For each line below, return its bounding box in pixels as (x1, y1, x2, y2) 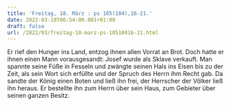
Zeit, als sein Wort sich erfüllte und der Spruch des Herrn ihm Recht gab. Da (7, 70, 223, 78)
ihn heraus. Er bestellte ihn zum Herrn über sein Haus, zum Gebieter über (7, 84, 216, 92)
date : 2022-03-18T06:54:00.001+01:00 (7, 16, 116, 23)
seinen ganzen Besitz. (7, 92, 70, 100)
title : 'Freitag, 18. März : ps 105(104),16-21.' (7, 10, 153, 17)
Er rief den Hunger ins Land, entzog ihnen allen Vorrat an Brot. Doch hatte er (7, 48, 225, 56)
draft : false (7, 23, 45, 29)
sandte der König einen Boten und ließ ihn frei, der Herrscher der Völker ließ (7, 77, 223, 85)
